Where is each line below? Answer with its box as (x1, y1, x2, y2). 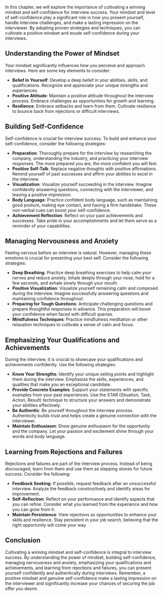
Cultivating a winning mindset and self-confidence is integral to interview (5, 549, 152, 555)
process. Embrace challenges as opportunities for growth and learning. (12, 98, 155, 104)
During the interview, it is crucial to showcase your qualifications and (5, 356, 143, 362)
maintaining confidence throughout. (12, 296, 84, 302)
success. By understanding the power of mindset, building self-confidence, (5, 554, 157, 560)
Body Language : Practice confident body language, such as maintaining (12, 197, 158, 202)
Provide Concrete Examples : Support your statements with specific (12, 387, 148, 393)
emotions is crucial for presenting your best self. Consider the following (5, 255, 148, 261)
